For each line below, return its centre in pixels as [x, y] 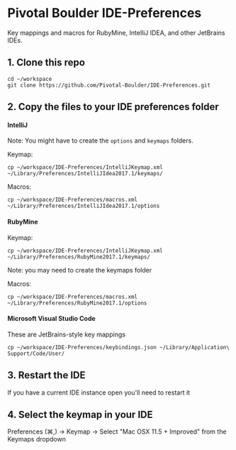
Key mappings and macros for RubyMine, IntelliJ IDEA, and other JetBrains [116, 33]
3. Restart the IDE [46, 375]
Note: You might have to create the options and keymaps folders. [100, 141]
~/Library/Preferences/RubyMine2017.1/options [77, 303]
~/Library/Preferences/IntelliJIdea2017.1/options [84, 206]
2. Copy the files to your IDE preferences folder [113, 107]
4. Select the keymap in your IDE [80, 414]
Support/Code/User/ [36, 353]
